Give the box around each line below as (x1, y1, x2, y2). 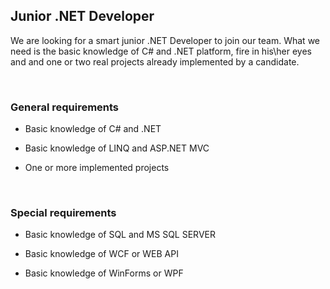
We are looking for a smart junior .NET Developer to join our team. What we (10, 34, 321, 46)
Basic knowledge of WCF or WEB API (24, 248, 179, 260)
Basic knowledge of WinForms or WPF (24, 267, 184, 279)
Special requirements (10, 206, 117, 220)
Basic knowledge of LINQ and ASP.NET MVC (24, 142, 210, 154)
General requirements (10, 100, 120, 114)
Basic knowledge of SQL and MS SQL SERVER (24, 229, 216, 241)
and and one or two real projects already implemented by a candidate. (10, 55, 300, 68)
